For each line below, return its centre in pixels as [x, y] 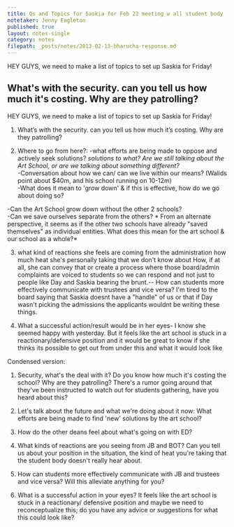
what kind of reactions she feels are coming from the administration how [122, 252]
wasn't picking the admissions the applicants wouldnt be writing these [118, 304]
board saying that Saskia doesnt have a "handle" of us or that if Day [115, 297]
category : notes [31, 40]
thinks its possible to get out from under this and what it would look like [120, 348]
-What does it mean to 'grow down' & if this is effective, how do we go [118, 188]
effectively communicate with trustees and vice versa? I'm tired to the [118, 289]
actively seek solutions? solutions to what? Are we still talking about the [121, 158]
